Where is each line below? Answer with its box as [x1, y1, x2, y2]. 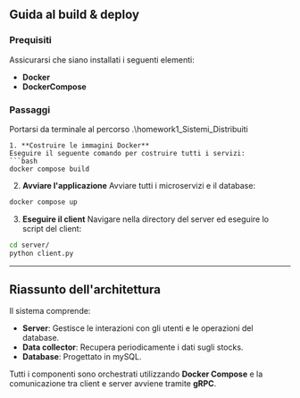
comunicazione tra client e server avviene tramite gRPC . [9, 378, 217, 389]
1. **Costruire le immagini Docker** [9, 140, 150, 150]
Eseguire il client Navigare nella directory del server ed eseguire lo [21, 214, 270, 224]
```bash [9, 157, 38, 165]
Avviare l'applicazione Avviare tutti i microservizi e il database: [21, 180, 256, 191]
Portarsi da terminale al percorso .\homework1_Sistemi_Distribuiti [9, 123, 248, 134]
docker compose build [9, 165, 90, 174]
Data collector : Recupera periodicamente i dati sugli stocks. [21, 342, 244, 352]
